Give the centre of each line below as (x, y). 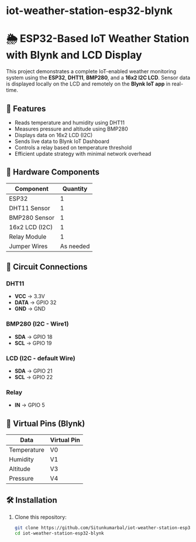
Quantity (75, 189)
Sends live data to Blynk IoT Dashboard (62, 141)
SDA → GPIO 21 (33, 371)
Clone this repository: (40, 517)
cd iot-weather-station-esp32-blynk (59, 533)
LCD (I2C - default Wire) (41, 358)
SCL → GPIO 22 (34, 377)
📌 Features (26, 109)
